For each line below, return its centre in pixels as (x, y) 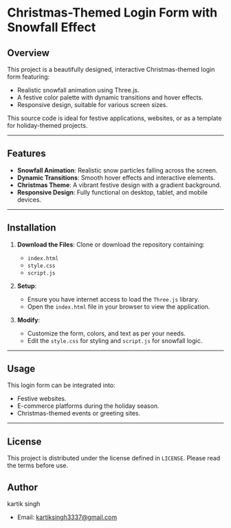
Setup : (27, 286)
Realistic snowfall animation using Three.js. (78, 90)
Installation (32, 228)
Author (22, 487)
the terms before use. (38, 466)
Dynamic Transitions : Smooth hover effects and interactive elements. (116, 177)
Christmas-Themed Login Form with (112, 13)
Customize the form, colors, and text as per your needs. (106, 333)
